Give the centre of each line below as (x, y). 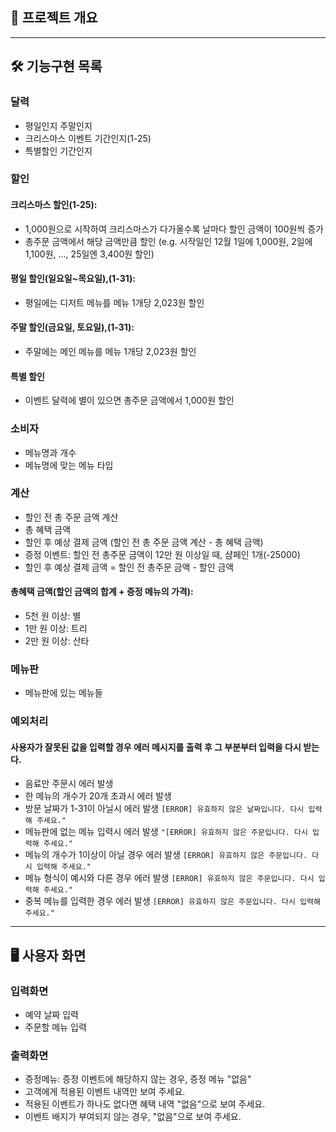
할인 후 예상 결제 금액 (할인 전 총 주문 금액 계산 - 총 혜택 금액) (144, 542)
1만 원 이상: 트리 (56, 629)
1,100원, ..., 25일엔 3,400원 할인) (89, 254)
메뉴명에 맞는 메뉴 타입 (69, 465)
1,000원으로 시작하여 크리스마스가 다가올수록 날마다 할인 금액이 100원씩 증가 (174, 229)
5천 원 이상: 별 (53, 616)
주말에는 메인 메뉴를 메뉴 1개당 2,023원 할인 (110, 352)
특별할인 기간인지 (58, 150)
